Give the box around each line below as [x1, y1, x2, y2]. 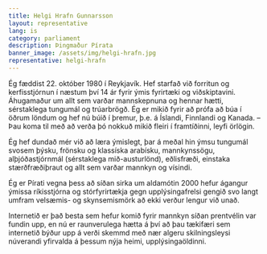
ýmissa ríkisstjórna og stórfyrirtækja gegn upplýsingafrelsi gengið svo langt [8, 186, 259, 196]
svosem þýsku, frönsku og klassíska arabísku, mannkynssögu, [8, 145, 216, 155]
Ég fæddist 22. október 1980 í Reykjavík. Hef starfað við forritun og [8, 78, 230, 88]
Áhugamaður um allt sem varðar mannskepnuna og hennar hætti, [8, 96, 224, 105]
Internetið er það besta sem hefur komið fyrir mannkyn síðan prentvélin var [8, 211, 257, 220]
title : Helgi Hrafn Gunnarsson [8, 11, 113, 20]
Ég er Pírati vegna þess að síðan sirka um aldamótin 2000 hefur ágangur [8, 178, 249, 187]
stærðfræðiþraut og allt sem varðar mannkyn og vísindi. [8, 162, 193, 172]
